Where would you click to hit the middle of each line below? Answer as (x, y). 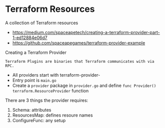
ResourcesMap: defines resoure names (52, 115)
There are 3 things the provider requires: (47, 100)
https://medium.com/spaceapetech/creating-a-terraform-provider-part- (86, 32)
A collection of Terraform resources (42, 23)
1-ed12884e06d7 (30, 38)
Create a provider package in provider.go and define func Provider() (84, 85)
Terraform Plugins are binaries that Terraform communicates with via (80, 61)
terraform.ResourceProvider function (50, 90)
